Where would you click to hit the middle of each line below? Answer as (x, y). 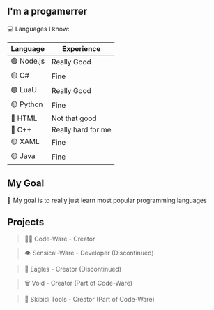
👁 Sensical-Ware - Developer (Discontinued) (89, 253)
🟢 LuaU (24, 90)
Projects (26, 222)
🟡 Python (27, 104)
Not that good (74, 118)
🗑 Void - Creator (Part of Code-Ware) (78, 283)
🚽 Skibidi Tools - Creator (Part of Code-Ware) (89, 300)
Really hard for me (81, 129)
